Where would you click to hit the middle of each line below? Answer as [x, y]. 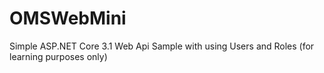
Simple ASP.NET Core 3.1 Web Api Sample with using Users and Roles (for [162, 46]
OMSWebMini [68, 18]
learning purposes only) [58, 56]
